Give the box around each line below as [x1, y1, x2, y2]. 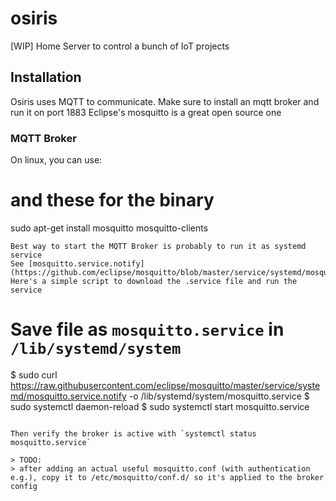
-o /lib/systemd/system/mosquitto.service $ [128, 390, 310, 402]
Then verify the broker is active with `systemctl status [10, 428, 257, 439]
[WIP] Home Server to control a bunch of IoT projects [10, 40, 230, 52]
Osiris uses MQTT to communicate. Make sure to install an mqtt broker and [10, 95, 320, 107]
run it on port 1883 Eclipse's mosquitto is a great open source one [10, 106, 282, 118]
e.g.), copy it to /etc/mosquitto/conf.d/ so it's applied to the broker [10, 472, 325, 482]
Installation [10, 69, 82, 86]
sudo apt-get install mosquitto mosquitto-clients [10, 222, 209, 234]
